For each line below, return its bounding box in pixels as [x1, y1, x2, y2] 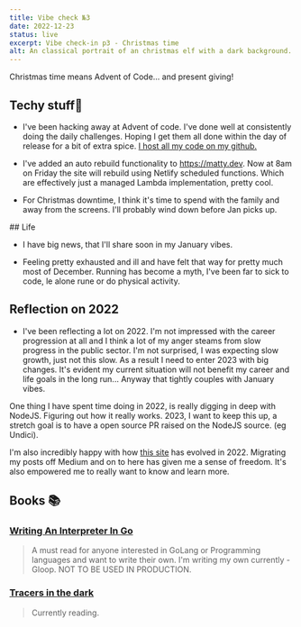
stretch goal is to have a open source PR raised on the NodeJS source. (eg [9, 420, 287, 431]
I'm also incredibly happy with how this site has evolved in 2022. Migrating [9, 447, 287, 458]
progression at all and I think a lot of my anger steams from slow [22, 335, 261, 346]
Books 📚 [9, 493, 61, 509]
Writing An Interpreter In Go [9, 524, 133, 537]
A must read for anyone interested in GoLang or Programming [31, 545, 261, 556]
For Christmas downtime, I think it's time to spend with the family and [22, 195, 280, 205]
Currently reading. [31, 607, 100, 618]
